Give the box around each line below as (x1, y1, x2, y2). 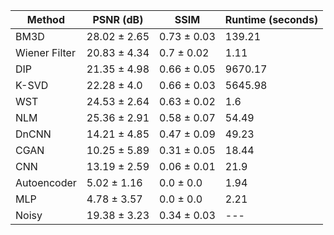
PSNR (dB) (92, 13, 144, 26)
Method (26, 13, 66, 26)
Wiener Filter (15, 46, 76, 59)
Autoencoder (15, 176, 77, 189)
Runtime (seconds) (224, 13, 319, 26)
